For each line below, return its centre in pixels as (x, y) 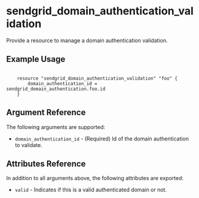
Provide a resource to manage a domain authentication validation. (87, 40)
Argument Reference (46, 112)
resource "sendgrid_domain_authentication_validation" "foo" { (97, 78)
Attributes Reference (46, 163)
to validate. (29, 145)
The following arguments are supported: (56, 127)
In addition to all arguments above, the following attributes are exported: (95, 178)
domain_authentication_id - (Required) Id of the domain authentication (102, 139)
